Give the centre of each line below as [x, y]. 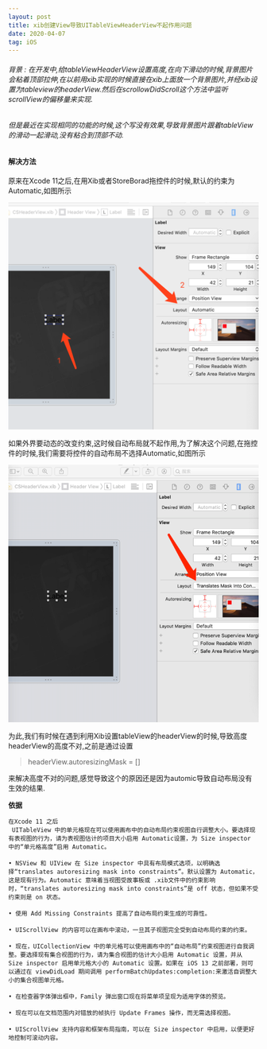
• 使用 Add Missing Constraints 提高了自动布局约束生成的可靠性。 [110, 913]
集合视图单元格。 [43, 980]
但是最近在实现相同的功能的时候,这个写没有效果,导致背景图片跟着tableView [131, 125]
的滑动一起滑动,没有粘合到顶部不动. [66, 135]
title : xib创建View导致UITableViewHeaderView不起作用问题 [100, 25]
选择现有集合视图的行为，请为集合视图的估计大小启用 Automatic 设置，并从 [134, 954]
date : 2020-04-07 [37, 33]
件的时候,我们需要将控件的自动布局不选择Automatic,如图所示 [107, 453]
